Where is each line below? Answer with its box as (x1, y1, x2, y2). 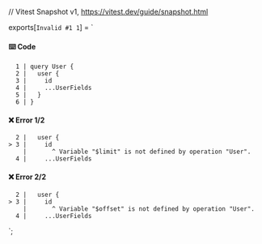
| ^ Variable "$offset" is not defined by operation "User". (23, 204, 255, 213)
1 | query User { (15, 62, 74, 71)
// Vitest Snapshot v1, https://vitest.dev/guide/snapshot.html (8, 7, 209, 16)
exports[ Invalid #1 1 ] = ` (8, 23, 94, 32)
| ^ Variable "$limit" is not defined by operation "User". (23, 148, 251, 156)
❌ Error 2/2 (8, 172, 47, 182)
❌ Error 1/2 (8, 115, 45, 125)
